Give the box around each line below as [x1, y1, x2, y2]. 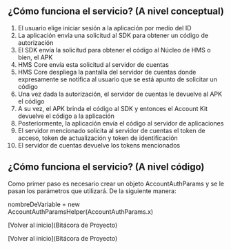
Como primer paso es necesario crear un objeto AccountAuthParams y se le [8, 179, 225, 188]
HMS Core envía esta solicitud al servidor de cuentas [17, 60, 170, 68]
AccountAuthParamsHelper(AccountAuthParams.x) [8, 207, 154, 216]
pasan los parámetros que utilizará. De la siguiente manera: [8, 186, 177, 195]
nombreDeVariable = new [8, 200, 80, 208]
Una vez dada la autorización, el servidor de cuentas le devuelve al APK [17, 90, 223, 98]
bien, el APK [17, 53, 53, 61]
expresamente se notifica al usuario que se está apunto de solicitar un [17, 75, 218, 83]
